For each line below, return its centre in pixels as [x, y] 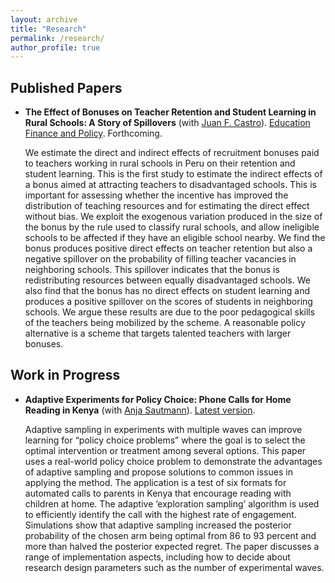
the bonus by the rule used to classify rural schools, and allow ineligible [172, 227]
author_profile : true [55, 47]
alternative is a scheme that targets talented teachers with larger [158, 333]
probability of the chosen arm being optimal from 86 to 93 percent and [170, 535]
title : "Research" [48, 29]
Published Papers [66, 87]
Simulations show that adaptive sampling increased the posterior [158, 525]
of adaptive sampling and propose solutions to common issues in [158, 472]
